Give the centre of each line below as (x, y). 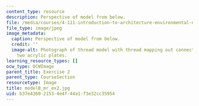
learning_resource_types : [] (42, 61)
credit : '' (25, 45)
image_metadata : (26, 34)
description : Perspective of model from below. (66, 17)
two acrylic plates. (42, 55)
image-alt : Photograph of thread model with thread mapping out (92, 50)
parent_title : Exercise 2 (38, 72)
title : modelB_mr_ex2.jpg (38, 88)
